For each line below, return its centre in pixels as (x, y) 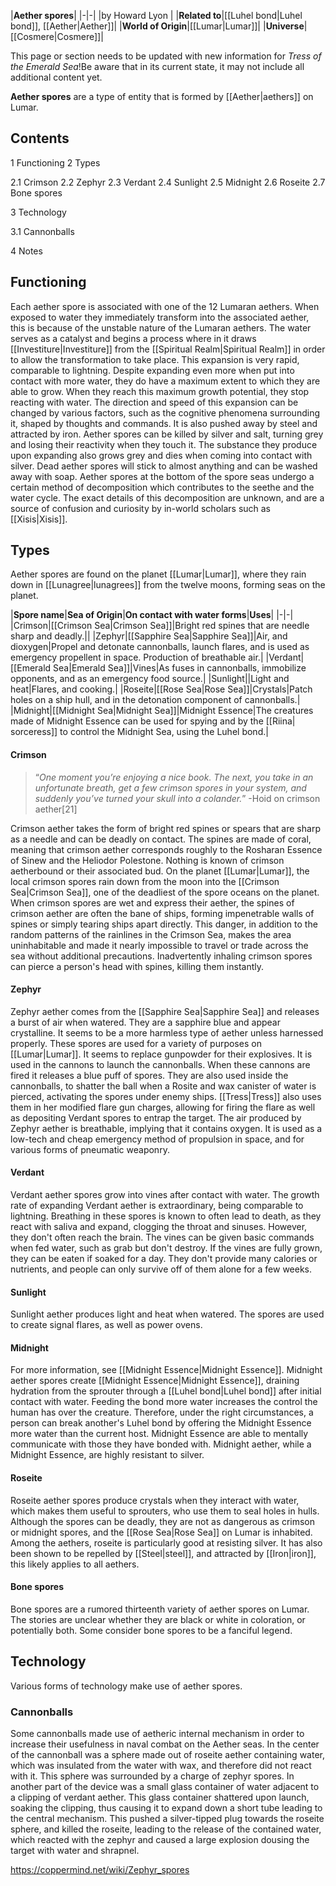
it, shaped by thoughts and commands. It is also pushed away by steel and (164, 423)
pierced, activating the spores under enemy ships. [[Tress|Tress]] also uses (166, 1096)
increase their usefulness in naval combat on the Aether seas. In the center (165, 1744)
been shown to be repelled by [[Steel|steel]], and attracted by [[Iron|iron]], (163, 1553)
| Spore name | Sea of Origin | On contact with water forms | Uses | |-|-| (152, 615)
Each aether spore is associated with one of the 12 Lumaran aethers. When (165, 306)
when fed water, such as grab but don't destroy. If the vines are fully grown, (166, 1248)
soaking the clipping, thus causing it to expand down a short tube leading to (166, 1807)
